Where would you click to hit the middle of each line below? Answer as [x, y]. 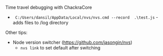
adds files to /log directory [41, 23]
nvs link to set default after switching [60, 48]
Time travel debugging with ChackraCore [49, 7]
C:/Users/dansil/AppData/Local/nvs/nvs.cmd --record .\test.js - [87, 17]
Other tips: [16, 32]
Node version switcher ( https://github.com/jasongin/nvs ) [73, 42]
